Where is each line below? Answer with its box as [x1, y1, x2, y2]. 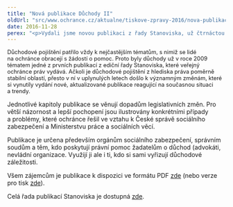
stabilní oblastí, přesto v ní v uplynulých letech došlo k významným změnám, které [7, 74, 223, 82]
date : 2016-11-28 [7, 23, 58, 30]
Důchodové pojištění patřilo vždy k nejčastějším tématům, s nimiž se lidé [7, 49, 197, 56]
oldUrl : [7, 17, 30, 24]
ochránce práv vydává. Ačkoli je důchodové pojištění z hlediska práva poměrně [7, 68, 215, 76]
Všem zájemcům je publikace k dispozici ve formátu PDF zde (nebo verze [7, 172, 218, 180]
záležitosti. [7, 158, 38, 167]
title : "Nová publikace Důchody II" [7, 10, 113, 17]
